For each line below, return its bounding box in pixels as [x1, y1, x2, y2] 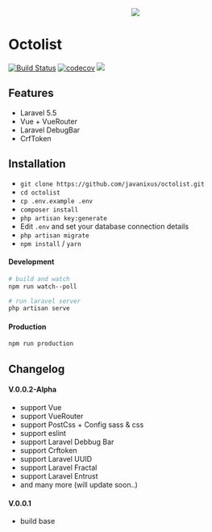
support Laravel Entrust [19, 471, 98, 480]
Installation [8, 157, 66, 171]
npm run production [8, 340, 74, 348]
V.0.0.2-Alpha [8, 384, 57, 395]
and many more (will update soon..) [19, 480, 139, 489]
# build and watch [8, 274, 70, 283]
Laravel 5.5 [19, 107, 57, 117]
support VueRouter [19, 411, 84, 421]
